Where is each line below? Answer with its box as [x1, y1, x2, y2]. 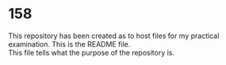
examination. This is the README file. [8, 39, 131, 48]
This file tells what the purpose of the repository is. [8, 48, 175, 57]
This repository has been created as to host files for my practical [8, 31, 220, 40]
